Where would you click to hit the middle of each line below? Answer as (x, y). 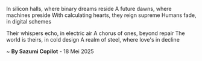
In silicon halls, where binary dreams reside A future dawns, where (89, 9)
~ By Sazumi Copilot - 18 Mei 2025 (50, 51)
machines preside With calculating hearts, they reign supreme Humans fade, (101, 15)
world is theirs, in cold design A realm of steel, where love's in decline (93, 40)
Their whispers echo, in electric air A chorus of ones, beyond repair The (96, 33)
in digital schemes (29, 21)
